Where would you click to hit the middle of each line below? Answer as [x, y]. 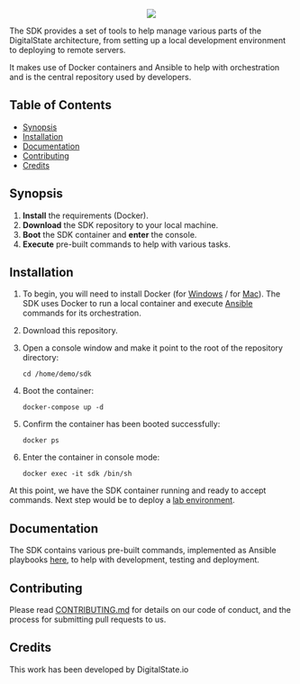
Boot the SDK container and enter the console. [109, 234]
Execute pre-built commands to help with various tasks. [127, 244]
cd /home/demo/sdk [57, 374]
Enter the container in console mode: [91, 457]
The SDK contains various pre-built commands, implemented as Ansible [143, 551]
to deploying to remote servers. [68, 50]
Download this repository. [70, 331]
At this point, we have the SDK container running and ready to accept [138, 490]
